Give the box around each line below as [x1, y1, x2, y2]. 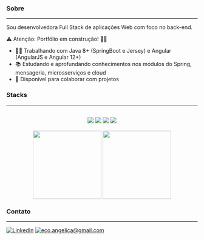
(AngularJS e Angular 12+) [15, 53, 81, 61]
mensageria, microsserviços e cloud [15, 69, 106, 76]
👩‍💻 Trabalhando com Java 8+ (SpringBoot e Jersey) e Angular [15, 47, 172, 55]
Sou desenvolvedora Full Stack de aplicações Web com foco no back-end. [6, 24, 193, 31]
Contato [6, 207, 31, 216]
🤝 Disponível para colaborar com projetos [15, 76, 120, 83]
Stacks [6, 91, 27, 99]
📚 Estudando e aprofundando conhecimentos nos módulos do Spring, [15, 61, 192, 68]
